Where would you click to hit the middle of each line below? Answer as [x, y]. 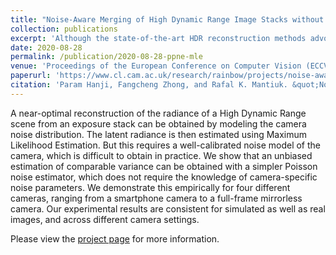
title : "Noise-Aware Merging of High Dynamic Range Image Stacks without [167, 19]
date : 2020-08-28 [46, 47]
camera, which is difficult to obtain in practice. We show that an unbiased [161, 155]
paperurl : [31, 76]
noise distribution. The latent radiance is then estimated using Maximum [159, 134]
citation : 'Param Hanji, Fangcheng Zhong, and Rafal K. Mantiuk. [149, 85]
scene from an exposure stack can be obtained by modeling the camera [158, 123]
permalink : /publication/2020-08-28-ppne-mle [106, 57]
